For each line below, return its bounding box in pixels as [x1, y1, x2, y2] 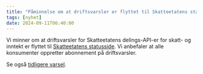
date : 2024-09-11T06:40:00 [6, 20, 74, 26]
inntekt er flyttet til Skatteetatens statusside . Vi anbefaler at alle [6, 43, 164, 50]
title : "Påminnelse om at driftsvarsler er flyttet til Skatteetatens [6, 8, 188, 15]
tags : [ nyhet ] [6, 14, 42, 20]
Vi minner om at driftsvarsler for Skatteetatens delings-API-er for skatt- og [6, 37, 192, 44]
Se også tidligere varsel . [6, 61, 66, 68]
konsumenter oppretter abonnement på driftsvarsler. [6, 49, 137, 57]
